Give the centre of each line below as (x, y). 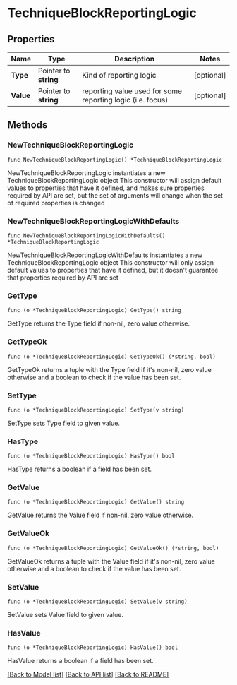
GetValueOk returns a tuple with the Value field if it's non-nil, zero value (111, 561)
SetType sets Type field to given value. (63, 423)
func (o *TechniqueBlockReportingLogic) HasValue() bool (93, 648)
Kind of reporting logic (119, 75)
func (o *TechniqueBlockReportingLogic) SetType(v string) (96, 410)
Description (135, 59)
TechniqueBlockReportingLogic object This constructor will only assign (110, 262)
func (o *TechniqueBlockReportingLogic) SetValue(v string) (98, 602)
